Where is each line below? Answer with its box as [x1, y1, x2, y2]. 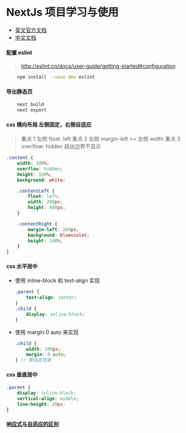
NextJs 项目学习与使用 [6, 5, 119, 19]
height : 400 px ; [28, 205, 66, 211]
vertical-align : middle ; [17, 396, 79, 402]
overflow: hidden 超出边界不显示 [20, 143, 101, 150]
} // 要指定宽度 [14, 357, 52, 363]
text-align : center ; [26, 294, 77, 300]
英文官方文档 [14, 26, 47, 34]
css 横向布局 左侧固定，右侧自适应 [6, 121, 92, 128]
